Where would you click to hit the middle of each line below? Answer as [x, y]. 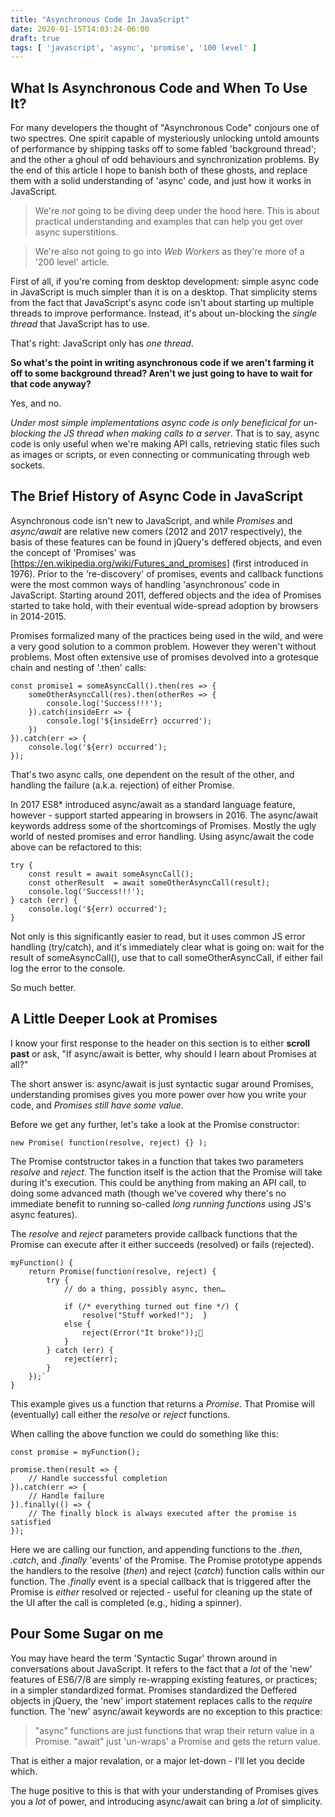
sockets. [28, 465]
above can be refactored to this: [76, 847]
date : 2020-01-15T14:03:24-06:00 [80, 29]
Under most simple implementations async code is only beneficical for [156, 423]
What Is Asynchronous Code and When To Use [159, 87]
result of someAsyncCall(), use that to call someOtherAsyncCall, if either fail [166, 957]
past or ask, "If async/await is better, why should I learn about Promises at [163, 1053]
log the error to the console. [68, 968]
